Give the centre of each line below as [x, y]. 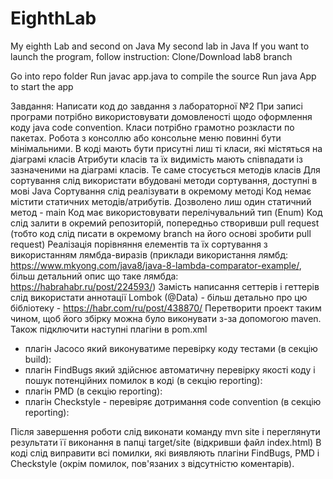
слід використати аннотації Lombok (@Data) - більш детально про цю [159, 297]
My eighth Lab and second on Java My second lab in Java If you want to [160, 46]
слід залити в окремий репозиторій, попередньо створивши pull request [165, 223]
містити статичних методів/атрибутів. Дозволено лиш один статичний [161, 201]
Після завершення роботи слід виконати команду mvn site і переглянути [165, 431]
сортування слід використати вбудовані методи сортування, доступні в [164, 180]
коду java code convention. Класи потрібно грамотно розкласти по [152, 127]
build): [38, 359]
